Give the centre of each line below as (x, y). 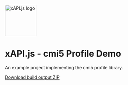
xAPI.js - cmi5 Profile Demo (63, 54)
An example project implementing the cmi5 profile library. (64, 67)
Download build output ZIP (32, 77)
